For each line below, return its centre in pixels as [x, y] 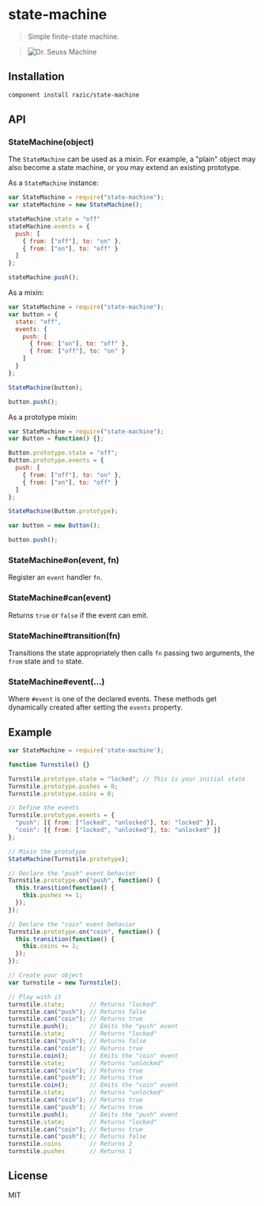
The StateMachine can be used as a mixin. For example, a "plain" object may [132, 159]
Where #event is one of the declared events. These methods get [113, 699]
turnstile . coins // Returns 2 [70, 1144]
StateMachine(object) [51, 142]
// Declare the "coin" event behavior [72, 924]
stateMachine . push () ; [44, 278]
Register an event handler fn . [55, 577]
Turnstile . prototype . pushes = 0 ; [63, 786]
